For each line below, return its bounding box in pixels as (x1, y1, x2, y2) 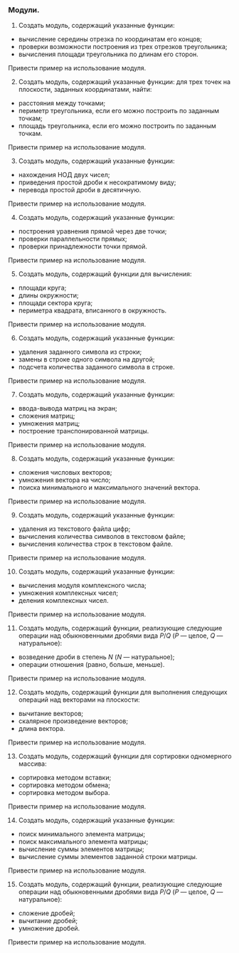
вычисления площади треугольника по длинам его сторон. (18, 50, 198, 58)
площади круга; (18, 283, 67, 293)
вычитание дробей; (18, 917, 78, 925)
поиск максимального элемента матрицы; (18, 838, 149, 846)
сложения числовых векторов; (18, 468, 112, 477)
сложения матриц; (18, 411, 75, 421)
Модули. (8, 5, 40, 15)
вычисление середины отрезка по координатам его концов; (18, 35, 202, 43)
